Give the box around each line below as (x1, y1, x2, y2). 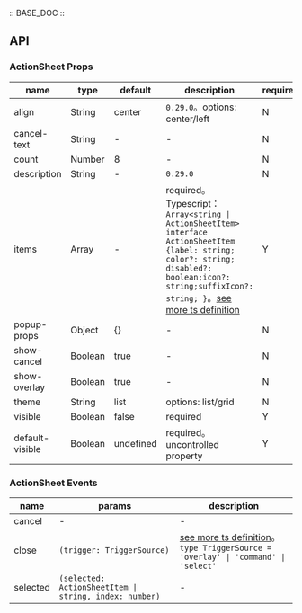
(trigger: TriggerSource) (58, 545, 170, 555)
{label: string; (165, 244, 235, 255)
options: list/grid (165, 395, 235, 408)
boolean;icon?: (165, 271, 231, 282)
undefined (113, 437, 157, 449)
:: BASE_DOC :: (9, 8, 66, 18)
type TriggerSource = (179, 543, 272, 553)
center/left (165, 112, 209, 125)
